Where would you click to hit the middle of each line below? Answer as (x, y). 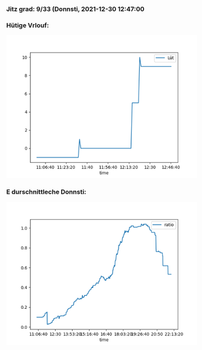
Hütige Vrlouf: (28, 25)
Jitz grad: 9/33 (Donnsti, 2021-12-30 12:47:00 (76, 9)
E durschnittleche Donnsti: (46, 192)
